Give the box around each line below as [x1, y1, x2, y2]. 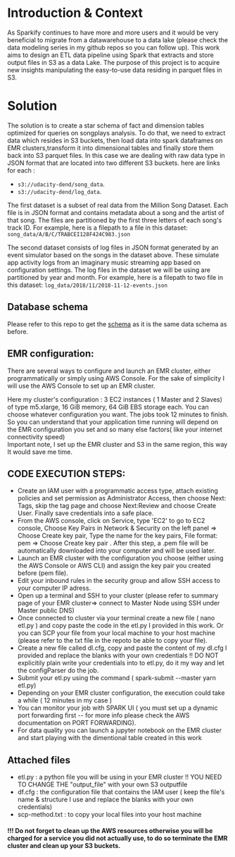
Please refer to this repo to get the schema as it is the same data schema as [7, 319, 227, 328]
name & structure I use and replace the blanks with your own [17, 795, 194, 804]
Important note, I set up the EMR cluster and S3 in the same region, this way [7, 440, 228, 448]
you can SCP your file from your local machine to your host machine [17, 629, 216, 637]
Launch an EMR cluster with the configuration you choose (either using [17, 554, 224, 562]
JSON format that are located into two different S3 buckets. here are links [7, 159, 220, 167]
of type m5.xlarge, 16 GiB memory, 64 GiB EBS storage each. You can [7, 402, 209, 411]
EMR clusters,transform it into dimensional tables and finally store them [7, 143, 214, 152]
